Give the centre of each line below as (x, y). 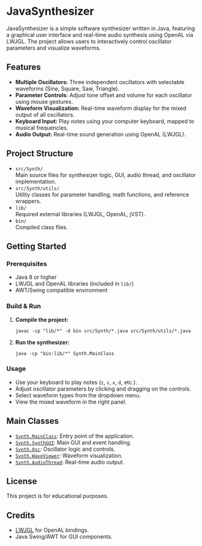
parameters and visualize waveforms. (54, 48)
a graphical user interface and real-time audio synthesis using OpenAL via (100, 34)
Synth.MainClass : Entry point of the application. (75, 436)
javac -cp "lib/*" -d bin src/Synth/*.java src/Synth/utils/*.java (103, 331)
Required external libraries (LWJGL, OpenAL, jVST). (80, 214)
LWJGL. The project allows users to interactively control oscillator (89, 41)
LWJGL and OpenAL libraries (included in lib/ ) (74, 284)
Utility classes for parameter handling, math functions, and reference (102, 194)
